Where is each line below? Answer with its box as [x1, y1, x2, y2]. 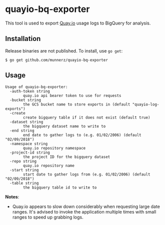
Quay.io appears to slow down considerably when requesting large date [12, 203, 161, 209]
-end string [9, 128, 35, 133]
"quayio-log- [132, 101, 160, 107]
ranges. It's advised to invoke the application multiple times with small [12, 208, 157, 214]
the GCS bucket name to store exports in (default [23, 101, 131, 107]
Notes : [5, 193, 19, 199]
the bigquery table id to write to [23, 185, 97, 190]
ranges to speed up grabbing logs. [12, 214, 84, 220]
